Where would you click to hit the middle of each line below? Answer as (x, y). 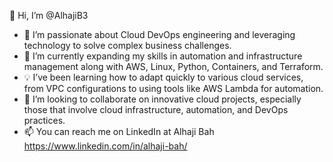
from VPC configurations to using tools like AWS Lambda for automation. (173, 88)
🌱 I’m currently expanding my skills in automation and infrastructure (163, 56)
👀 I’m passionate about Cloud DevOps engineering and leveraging (159, 34)
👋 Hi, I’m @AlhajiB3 (49, 15)
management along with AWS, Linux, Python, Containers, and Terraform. (173, 66)
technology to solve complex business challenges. (127, 45)
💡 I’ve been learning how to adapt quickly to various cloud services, (163, 77)
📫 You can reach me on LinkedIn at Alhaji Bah (119, 131)
